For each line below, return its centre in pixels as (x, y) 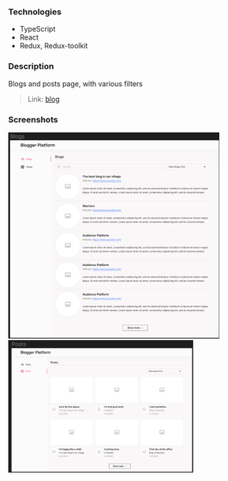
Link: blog (43, 99)
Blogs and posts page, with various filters (76, 83)
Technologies (35, 12)
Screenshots (33, 119)
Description (31, 66)
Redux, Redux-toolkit (54, 46)
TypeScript (37, 29)
